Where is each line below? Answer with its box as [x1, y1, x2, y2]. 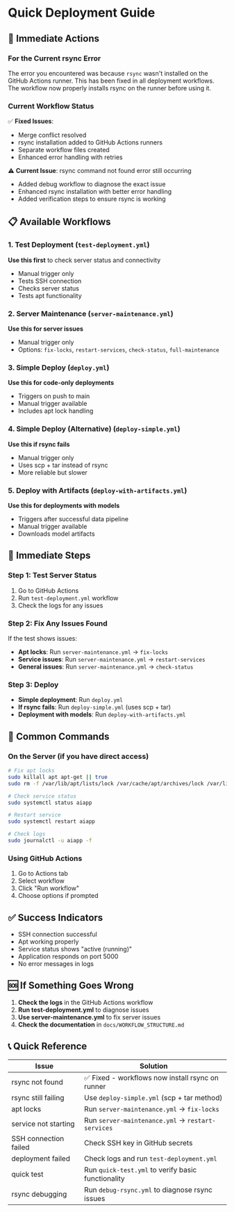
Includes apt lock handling [17, 407, 94, 415]
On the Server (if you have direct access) [8, 751, 149, 761]
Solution [139, 1061, 169, 1071]
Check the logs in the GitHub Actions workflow [17, 998, 153, 1006]
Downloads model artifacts [17, 530, 96, 538]
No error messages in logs [17, 960, 94, 967]
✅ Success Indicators [8, 912, 103, 924]
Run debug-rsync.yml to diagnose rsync [83, 1185, 212, 1195]
